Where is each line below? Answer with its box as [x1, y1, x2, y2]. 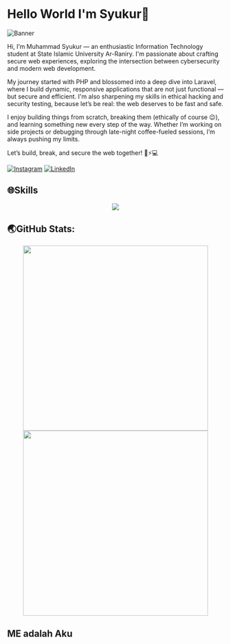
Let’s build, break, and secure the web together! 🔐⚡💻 [7, 148, 159, 157]
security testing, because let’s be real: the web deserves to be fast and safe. [7, 99, 223, 107]
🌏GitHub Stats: [7, 223, 76, 235]
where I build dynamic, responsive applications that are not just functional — [7, 85, 224, 93]
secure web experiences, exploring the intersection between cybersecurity [7, 56, 220, 65]
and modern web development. [7, 64, 96, 72]
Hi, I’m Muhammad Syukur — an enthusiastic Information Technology [7, 42, 203, 50]
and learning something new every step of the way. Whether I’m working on [7, 120, 222, 128]
